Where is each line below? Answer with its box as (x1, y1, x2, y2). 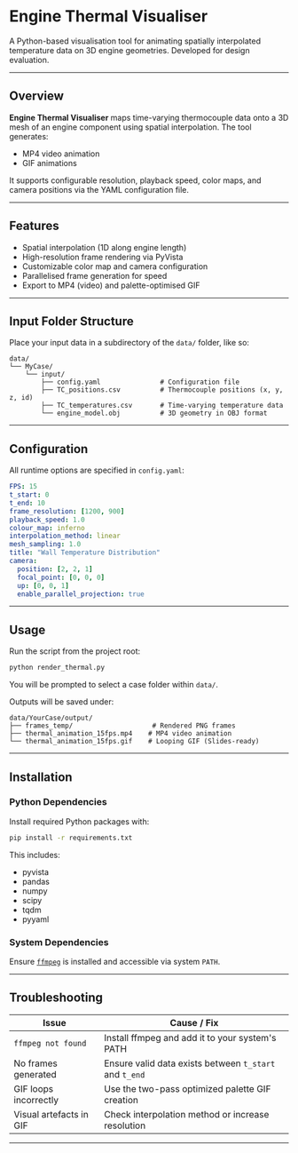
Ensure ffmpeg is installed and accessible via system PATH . (9, 956, 221, 966)
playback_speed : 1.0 (9, 515, 86, 524)
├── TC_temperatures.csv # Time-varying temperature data (41, 402, 284, 410)
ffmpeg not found (13, 1038, 87, 1048)
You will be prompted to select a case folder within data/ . (9, 680, 219, 690)
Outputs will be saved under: (9, 696, 114, 707)
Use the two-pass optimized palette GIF (103, 1082, 271, 1094)
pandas (21, 876, 51, 887)
